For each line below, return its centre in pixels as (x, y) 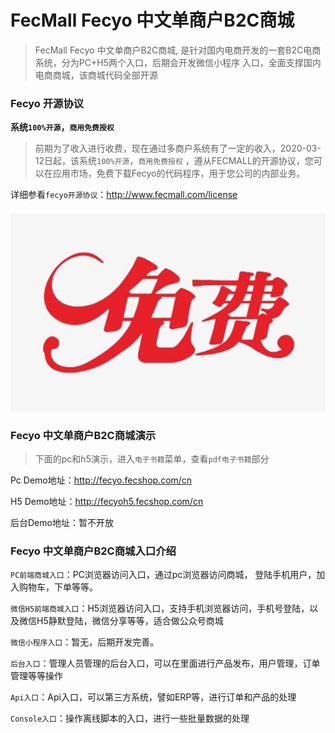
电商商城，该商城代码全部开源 (96, 75)
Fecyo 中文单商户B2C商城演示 (83, 435)
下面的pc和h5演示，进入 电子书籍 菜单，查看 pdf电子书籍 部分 (152, 458)
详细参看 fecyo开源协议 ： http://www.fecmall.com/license (124, 195)
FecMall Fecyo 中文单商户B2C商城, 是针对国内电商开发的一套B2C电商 (178, 50)
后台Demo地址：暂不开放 (62, 522)
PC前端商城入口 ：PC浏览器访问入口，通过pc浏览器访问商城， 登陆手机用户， (163, 575)
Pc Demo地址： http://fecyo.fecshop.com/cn (101, 480)
